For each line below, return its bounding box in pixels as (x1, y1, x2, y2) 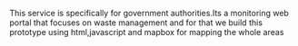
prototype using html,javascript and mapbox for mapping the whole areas (9, 27, 284, 37)
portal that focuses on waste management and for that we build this (9, 17, 263, 28)
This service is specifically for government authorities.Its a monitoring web (9, 8, 289, 18)
